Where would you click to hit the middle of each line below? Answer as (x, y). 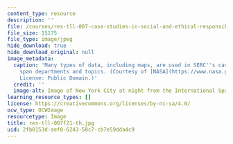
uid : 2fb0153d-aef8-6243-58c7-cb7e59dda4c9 (71, 129)
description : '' (31, 20)
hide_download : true (37, 46)
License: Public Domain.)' (59, 78)
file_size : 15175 (32, 33)
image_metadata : (31, 59)
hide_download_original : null (51, 53)
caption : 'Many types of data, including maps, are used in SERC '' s (114, 65)
